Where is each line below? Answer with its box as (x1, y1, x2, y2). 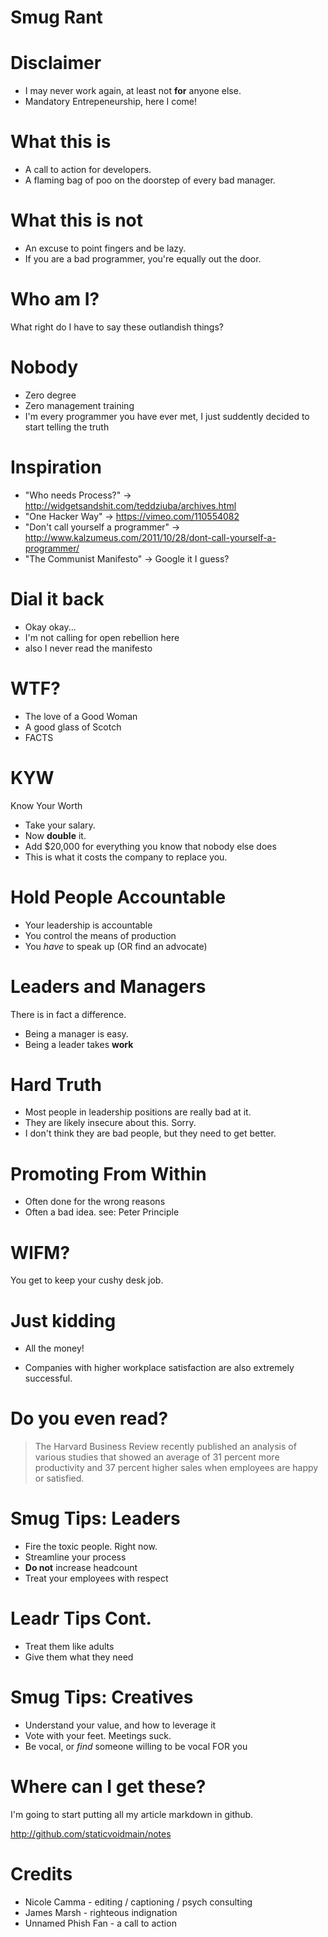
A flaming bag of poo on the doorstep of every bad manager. (24, 174, 276, 186)
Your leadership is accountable (24, 919, 153, 931)
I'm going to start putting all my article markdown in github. (10, 1808, 254, 1820)
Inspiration (10, 456, 102, 479)
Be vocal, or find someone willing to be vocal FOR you (24, 1741, 248, 1752)
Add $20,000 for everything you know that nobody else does (24, 840, 277, 852)
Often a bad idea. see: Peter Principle (24, 1206, 180, 1218)
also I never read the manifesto (24, 642, 153, 654)
